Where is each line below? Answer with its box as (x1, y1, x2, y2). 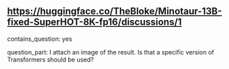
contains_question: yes (7, 34, 72, 43)
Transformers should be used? (7, 55, 94, 63)
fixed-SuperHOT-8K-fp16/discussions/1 (7, 17, 182, 28)
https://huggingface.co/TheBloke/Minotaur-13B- (7, 6, 222, 17)
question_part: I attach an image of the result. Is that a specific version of (7, 48, 215, 56)
